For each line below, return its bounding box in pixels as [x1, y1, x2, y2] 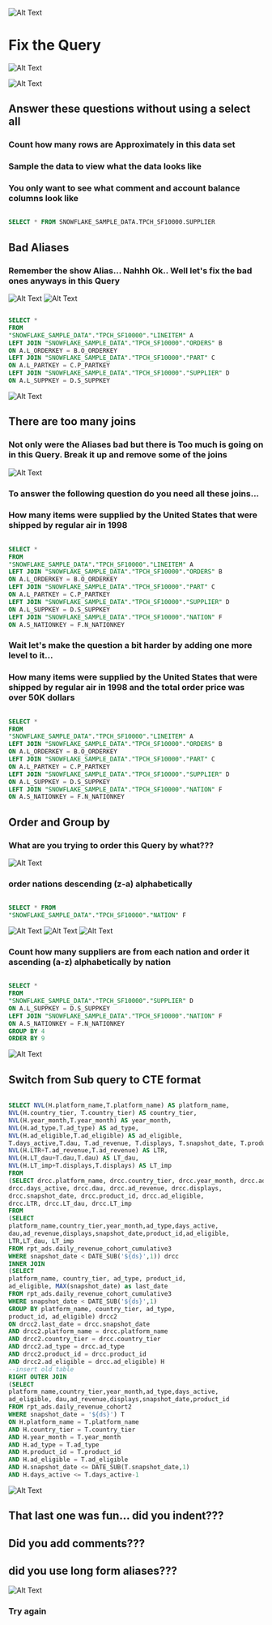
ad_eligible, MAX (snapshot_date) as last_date [8, 1282, 168, 1291]
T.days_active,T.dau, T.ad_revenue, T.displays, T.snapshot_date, [8, 1139, 237, 1147]
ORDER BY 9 [8, 1035, 45, 1043]
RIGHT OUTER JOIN [8, 1373, 67, 1381]
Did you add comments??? [8, 1537, 146, 1550]
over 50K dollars [8, 692, 75, 703]
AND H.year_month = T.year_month [8, 1433, 121, 1441]
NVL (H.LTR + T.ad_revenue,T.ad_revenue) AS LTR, [8, 1147, 168, 1155]
